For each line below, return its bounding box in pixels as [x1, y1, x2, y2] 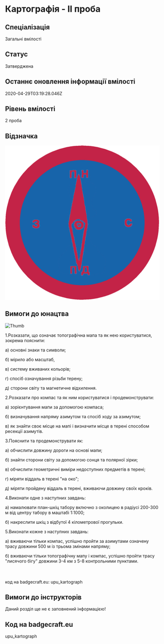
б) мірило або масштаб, [5, 356, 55, 362]
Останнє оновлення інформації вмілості [5, 78, 136, 86]
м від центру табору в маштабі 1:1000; [5, 510, 85, 515]
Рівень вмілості [5, 105, 55, 113]
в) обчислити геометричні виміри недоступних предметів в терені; [5, 466, 146, 472]
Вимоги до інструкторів [5, 593, 82, 601]
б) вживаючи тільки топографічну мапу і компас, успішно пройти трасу [5, 553, 155, 559]
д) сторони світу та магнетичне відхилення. [5, 385, 97, 391]
